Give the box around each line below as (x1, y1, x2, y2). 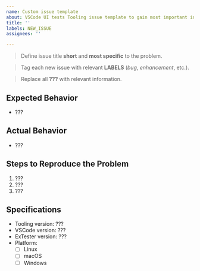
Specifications (6, 204, 61, 214)
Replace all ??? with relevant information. (20, 76, 122, 83)
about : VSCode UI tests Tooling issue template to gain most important (6, 14, 187, 20)
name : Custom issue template (6, 8, 79, 15)
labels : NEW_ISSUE (6, 25, 52, 32)
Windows (23, 259, 47, 266)
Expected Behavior (6, 93, 79, 103)
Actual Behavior (6, 126, 67, 136)
